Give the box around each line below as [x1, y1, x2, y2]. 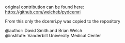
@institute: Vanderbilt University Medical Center [5, 33, 101, 38]
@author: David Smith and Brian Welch [5, 28, 82, 33]
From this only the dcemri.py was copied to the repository [5, 19, 121, 24]
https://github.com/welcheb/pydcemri [5, 9, 81, 15]
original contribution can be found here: [5, 4, 84, 10]
